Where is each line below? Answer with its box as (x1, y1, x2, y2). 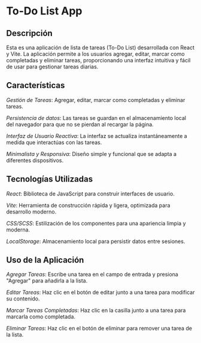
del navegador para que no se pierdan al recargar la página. (6, 121, 154, 128)
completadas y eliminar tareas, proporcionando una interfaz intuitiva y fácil (6, 57, 191, 64)
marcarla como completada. (6, 313, 76, 320)
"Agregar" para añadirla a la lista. (6, 277, 88, 284)
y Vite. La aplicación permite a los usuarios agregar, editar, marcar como (6, 50, 185, 58)
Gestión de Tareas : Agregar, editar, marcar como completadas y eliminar (6, 96, 185, 103)
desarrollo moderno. (6, 208, 57, 215)
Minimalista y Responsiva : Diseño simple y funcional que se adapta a (6, 150, 177, 157)
